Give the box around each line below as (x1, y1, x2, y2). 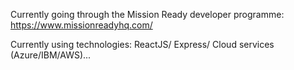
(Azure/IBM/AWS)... (10, 49, 92, 61)
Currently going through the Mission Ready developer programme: (10, 9, 285, 20)
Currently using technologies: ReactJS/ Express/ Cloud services (10, 39, 275, 50)
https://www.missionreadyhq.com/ (10, 19, 153, 31)
